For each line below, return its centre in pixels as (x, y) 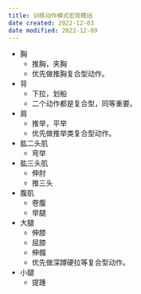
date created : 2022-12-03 (51, 23)
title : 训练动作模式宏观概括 (51, 15)
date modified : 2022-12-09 (53, 30)
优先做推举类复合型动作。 (74, 133)
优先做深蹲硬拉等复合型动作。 (80, 262)
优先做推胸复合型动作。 (70, 74)
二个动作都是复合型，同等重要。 (84, 103)
